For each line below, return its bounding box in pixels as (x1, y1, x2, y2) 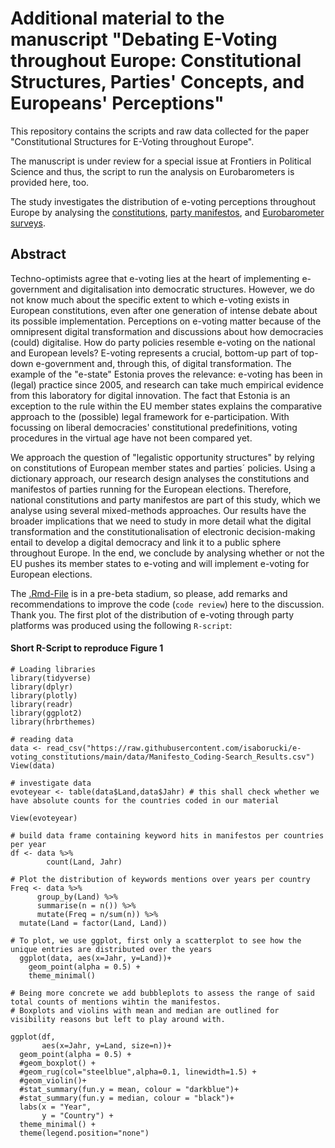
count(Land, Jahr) (46, 857, 123, 867)
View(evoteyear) (10, 813, 78, 823)
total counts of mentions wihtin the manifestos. (10, 997, 222, 1007)
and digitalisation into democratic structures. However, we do (62, 283, 315, 295)
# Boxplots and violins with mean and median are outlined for (10, 1005, 280, 1016)
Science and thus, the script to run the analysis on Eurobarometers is (10, 165, 295, 177)
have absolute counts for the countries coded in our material (10, 795, 280, 806)
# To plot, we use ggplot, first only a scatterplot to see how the (10, 935, 302, 946)
